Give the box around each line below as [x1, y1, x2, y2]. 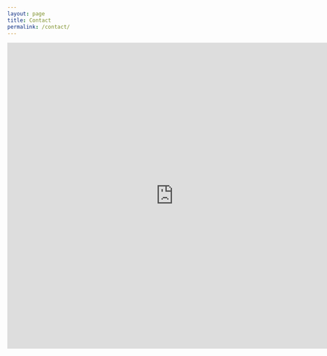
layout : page [7, 10, 45, 17]
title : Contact [7, 17, 52, 24]
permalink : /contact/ [7, 23, 71, 30]
